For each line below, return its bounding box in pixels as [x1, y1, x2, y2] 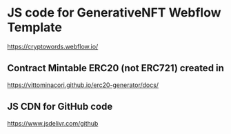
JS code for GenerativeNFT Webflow [7, 5, 221, 21]
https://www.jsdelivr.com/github [7, 119, 99, 127]
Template [7, 19, 62, 35]
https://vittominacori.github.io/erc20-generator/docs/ [7, 81, 159, 89]
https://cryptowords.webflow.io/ [7, 42, 99, 50]
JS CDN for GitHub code [7, 101, 113, 113]
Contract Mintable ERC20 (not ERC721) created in [7, 62, 224, 74]
